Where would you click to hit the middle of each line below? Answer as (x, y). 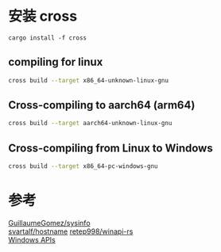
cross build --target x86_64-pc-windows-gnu (83, 166)
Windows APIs (32, 239)
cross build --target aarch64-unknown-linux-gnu (90, 124)
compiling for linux (56, 62)
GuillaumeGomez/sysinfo (49, 223)
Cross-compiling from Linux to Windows (111, 148)
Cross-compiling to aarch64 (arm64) (102, 105)
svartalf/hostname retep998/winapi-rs (71, 231)
